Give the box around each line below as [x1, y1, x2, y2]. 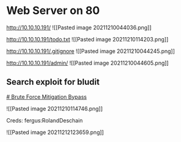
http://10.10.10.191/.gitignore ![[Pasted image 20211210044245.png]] [6, 47, 176, 55]
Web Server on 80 [6, 4, 100, 18]
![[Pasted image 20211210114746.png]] [6, 105, 103, 112]
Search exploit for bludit [6, 77, 100, 87]
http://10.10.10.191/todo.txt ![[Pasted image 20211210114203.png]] [6, 35, 169, 43]
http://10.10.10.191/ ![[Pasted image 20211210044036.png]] [6, 24, 152, 31]
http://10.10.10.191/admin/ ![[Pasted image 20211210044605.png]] [6, 59, 169, 66]
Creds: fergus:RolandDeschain [6, 116, 83, 124]
